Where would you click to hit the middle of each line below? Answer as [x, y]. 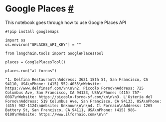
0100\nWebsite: [21, 114]
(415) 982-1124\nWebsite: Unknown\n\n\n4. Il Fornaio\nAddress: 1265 [79, 106]
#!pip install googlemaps [32, 31]
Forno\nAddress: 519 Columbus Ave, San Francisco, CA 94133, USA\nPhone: [83, 101]
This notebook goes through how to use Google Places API [66, 22]
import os [15, 40]
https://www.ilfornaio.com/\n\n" [73, 114]
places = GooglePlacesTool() [35, 62]
